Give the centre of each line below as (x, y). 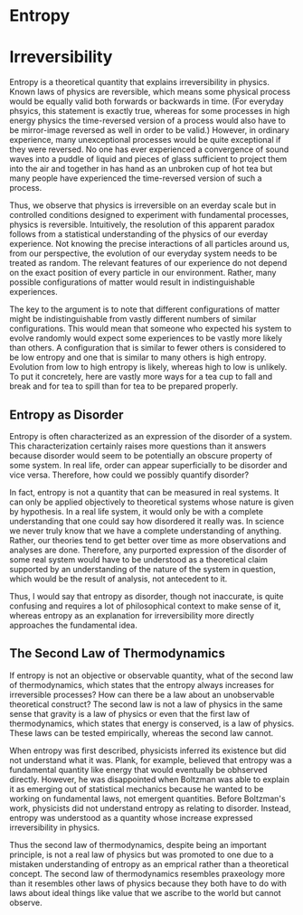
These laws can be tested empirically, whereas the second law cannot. (142, 732)
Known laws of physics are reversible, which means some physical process (150, 92)
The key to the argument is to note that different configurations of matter (145, 309)
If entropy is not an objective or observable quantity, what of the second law (151, 675)
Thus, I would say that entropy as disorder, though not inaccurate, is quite (147, 596)
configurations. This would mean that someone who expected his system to (151, 329)
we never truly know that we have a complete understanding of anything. (146, 531)
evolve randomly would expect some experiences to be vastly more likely (146, 338)
